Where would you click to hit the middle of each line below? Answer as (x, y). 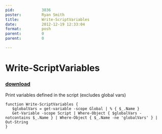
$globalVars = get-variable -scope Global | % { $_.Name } (76, 109)
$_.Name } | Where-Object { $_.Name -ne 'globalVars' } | (95, 118)
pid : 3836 (28, 10)
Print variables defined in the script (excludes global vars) (66, 95)
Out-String (17, 122)
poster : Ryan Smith (35, 15)
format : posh (28, 29)
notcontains (18, 118)
